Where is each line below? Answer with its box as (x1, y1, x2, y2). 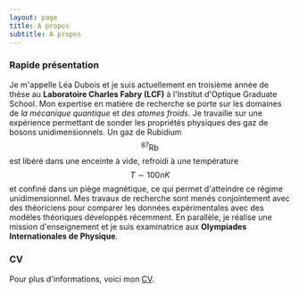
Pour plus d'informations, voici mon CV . (9, 273, 154, 284)
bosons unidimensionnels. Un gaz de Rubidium (9, 126, 182, 137)
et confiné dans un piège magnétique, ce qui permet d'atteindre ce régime (9, 183, 284, 194)
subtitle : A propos (9, 29, 82, 38)
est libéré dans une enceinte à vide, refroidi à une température (9, 156, 239, 167)
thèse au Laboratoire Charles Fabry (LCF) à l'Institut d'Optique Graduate (9, 88, 278, 99)
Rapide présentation (9, 59, 100, 71)
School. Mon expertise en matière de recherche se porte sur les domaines (9, 98, 282, 109)
